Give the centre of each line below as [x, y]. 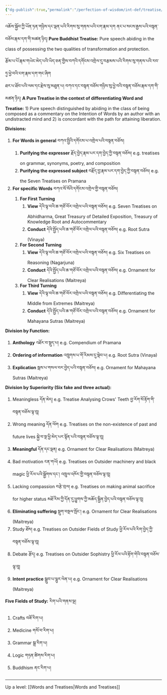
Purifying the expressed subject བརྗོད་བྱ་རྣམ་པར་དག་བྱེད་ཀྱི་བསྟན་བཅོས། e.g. [89, 170]
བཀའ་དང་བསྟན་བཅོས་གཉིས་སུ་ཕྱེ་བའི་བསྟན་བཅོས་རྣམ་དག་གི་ [112, 86]
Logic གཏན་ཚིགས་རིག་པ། [34, 655]
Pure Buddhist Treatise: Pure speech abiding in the [102, 38]
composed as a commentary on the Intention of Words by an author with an [83, 114]
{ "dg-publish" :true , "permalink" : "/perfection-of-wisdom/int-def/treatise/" [85, 10]
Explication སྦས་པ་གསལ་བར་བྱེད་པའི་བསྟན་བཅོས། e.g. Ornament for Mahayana [84, 367]
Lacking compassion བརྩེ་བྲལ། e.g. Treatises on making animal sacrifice [83, 486]
